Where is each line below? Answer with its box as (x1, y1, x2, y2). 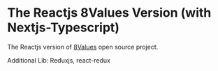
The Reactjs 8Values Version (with (7, 5, 212, 21)
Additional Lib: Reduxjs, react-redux (7, 56, 110, 64)
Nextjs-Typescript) (7, 19, 120, 35)
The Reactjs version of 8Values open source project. (7, 42, 159, 51)
